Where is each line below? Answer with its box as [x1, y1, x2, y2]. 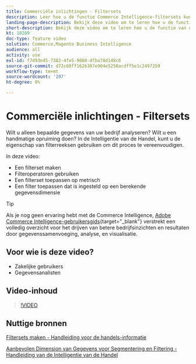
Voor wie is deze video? [6, 247, 94, 257]
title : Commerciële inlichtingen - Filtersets [6, 8, 121, 15]
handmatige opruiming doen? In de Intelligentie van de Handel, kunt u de [6, 135, 181, 142]
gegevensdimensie [14, 188, 61, 196]
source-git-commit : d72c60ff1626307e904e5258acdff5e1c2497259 [6, 63, 160, 69]
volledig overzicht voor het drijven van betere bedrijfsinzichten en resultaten [6, 224, 190, 231]
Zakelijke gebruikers [14, 263, 64, 270]
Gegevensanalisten [14, 269, 61, 276]
